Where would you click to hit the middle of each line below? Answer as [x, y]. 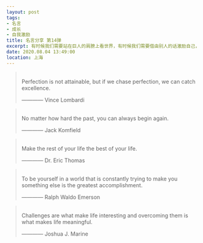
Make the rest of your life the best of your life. [79, 148]
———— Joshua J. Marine [55, 234]
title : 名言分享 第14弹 [34, 40]
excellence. [36, 88]
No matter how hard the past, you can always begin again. [95, 118]
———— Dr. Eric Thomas [53, 160]
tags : [13, 18]
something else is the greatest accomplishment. [82, 185]
